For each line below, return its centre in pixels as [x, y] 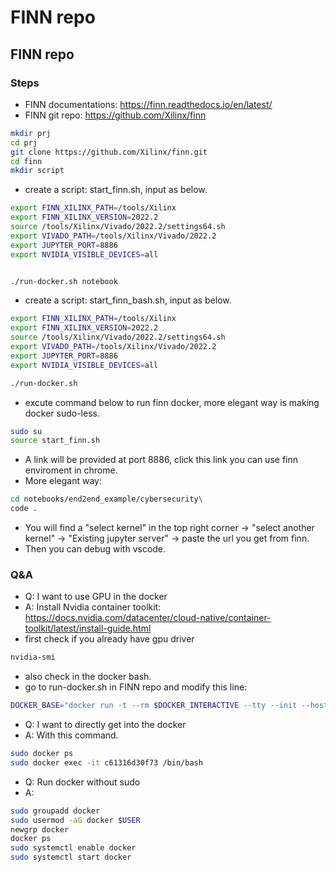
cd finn [26, 161]
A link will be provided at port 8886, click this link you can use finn [161, 460]
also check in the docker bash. [88, 677]
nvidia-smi [33, 657]
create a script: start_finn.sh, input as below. [116, 190]
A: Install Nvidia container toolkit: [93, 607]
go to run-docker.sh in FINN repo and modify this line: [136, 687]
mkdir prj [31, 133]
